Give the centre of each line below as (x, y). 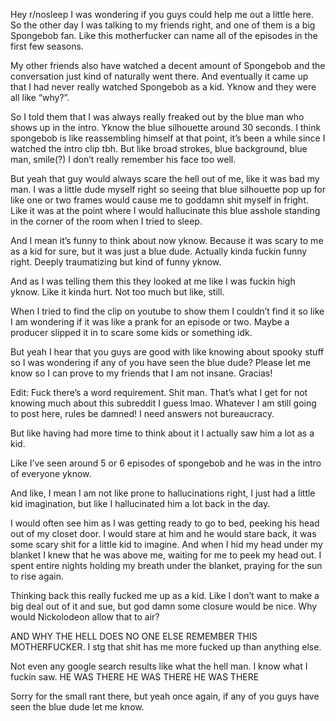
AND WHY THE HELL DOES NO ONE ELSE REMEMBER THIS (134, 636)
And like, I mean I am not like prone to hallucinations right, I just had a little (163, 493)
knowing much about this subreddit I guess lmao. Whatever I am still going (163, 403)
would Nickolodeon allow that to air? (85, 617)
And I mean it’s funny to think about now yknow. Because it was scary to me (167, 240)
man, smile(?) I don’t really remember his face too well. (123, 159)
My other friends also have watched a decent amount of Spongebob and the (168, 65)
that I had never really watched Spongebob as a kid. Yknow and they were (163, 87)
